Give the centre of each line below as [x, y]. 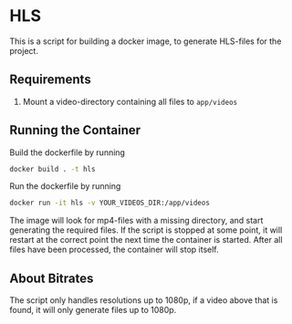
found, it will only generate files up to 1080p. [93, 310]
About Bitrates [52, 278]
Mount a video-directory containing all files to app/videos [130, 101]
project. [24, 50]
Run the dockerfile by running [65, 186]
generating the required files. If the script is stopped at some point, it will [146, 230]
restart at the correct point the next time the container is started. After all [146, 240]
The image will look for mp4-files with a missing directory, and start [136, 221]
